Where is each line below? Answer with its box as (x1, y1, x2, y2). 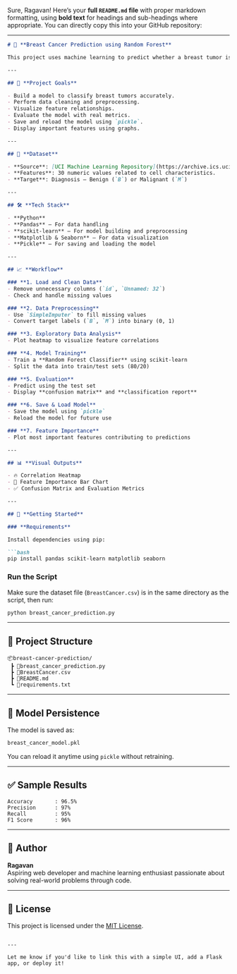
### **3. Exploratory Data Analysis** (7, 331, 121, 338)
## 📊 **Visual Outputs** (7, 459, 83, 466)
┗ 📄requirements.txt (10, 681, 71, 688)
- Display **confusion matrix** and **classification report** (7, 389, 197, 396)
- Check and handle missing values (7, 292, 112, 299)
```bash (7, 549, 30, 556)
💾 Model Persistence (7, 707, 100, 719)
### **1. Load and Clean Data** (7, 279, 102, 286)
